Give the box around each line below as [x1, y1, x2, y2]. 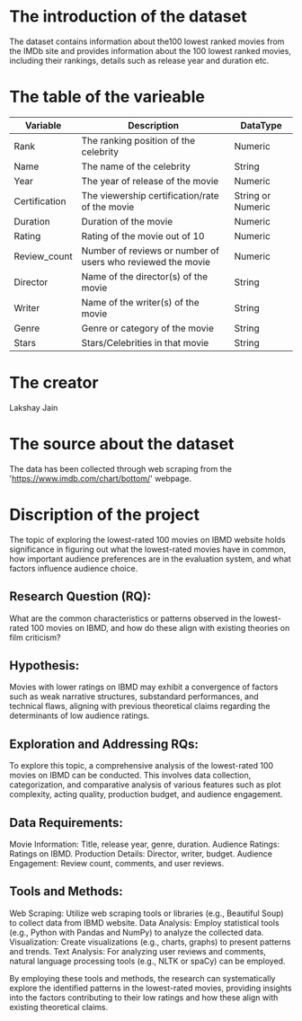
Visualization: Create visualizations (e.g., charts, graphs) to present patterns [9, 937, 291, 947]
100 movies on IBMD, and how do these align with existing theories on [31, 622, 290, 633]
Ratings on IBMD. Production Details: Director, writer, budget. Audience [9, 848, 272, 859]
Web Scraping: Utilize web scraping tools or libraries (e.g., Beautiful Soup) [9, 908, 285, 919]
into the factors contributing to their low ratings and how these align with [9, 991, 279, 1003]
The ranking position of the [81, 134, 196, 146]
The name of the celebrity [81, 160, 191, 173]
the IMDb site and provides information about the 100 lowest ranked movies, [9, 45, 292, 56]
